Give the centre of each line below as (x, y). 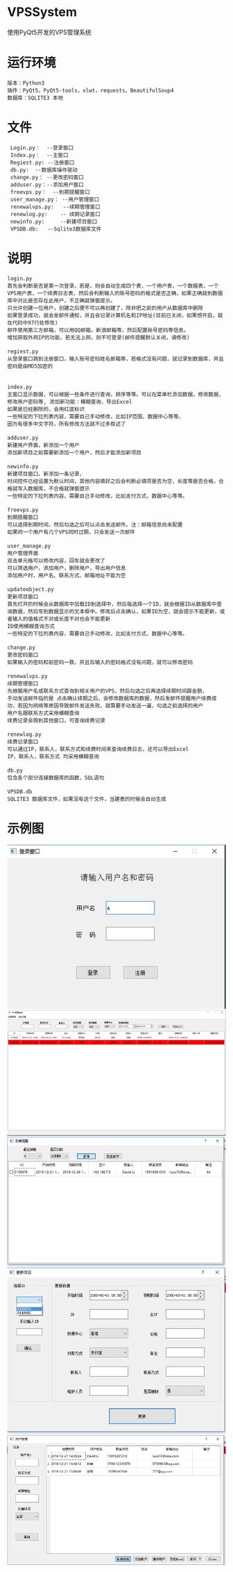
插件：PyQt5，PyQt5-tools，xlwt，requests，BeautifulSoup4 (90, 90)
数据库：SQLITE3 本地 (35, 98)
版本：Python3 (26, 83)
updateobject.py (31, 589)
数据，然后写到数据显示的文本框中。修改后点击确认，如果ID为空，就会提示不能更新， (116, 611)
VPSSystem (42, 12)
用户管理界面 (23, 553)
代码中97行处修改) (35, 323)
